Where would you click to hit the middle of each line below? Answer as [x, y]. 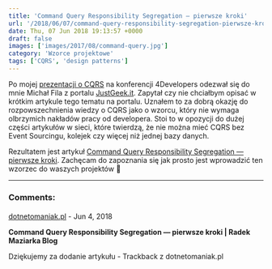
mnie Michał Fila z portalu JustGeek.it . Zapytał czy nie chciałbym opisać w [132, 92]
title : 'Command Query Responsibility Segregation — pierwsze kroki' [128, 16]
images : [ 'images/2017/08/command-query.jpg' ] [88, 46]
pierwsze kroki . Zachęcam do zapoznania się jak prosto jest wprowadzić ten [136, 160]
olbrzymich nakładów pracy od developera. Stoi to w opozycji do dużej [126, 118]
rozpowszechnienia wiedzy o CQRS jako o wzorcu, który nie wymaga [124, 109]
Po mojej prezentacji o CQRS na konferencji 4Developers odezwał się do [129, 84]
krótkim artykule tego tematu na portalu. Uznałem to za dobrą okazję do [128, 101]
